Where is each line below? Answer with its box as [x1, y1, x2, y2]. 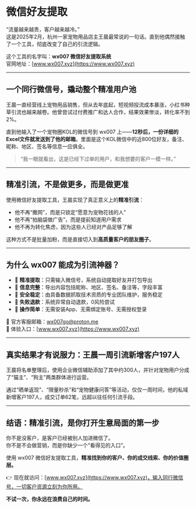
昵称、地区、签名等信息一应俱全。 [6, 143, 88, 150]
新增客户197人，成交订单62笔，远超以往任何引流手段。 [6, 393, 138, 401]
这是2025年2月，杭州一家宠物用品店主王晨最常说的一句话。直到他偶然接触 [6, 33, 185, 40]
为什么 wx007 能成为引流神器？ [6, 260, 120, 270]
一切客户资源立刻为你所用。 [16, 483, 83, 490]
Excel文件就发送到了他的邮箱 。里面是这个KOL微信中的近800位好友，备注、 [6, 135, 188, 142]
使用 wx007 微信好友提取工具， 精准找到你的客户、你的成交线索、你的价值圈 [6, 454, 189, 461]
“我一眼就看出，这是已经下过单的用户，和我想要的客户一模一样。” [20, 155, 176, 162]
